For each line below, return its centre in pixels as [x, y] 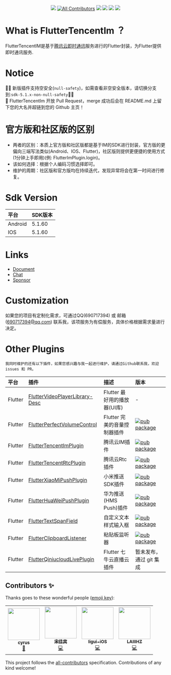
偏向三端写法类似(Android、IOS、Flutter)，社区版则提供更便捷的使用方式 [89, 151]
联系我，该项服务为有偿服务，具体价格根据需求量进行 [109, 321]
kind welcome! [21, 668]
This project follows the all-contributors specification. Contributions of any [83, 663]
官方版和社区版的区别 [50, 130]
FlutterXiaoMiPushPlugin [58, 480]
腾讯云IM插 [117, 442]
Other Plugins [35, 349]
